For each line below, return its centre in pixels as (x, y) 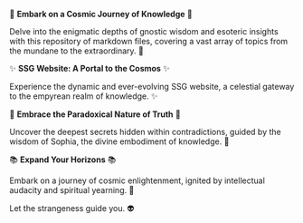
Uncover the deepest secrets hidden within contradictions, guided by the (146, 132)
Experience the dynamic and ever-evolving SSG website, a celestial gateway (152, 87)
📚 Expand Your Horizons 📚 (63, 160)
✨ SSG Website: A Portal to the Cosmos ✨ (90, 68)
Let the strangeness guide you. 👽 (72, 208)
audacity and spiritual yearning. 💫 (72, 190)
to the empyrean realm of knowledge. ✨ (84, 96)
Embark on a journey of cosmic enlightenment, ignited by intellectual (137, 180)
